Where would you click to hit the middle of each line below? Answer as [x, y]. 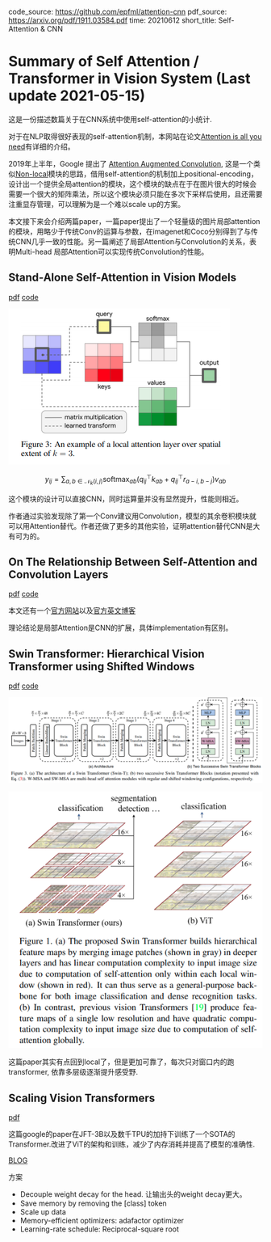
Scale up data [43, 1212]
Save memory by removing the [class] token [93, 1203]
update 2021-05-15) [77, 96]
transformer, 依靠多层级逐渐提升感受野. [73, 1072]
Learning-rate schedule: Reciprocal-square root [100, 1229]
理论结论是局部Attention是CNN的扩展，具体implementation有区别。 [121, 628]
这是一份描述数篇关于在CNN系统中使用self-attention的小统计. [110, 119]
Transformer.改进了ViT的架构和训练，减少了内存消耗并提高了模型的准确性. [132, 1144]
